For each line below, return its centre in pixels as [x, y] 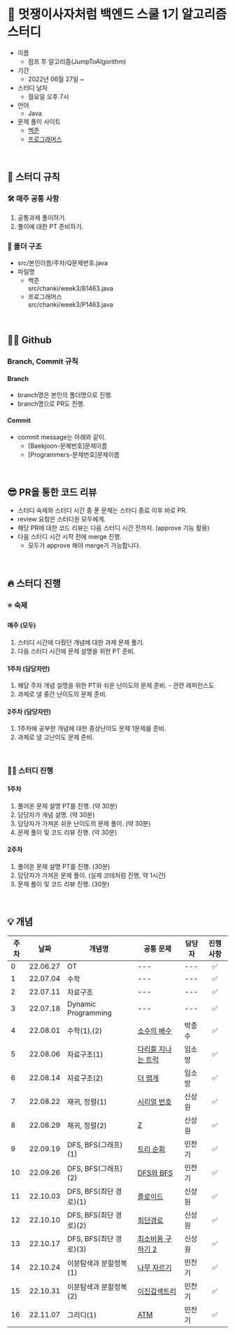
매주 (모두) [22, 625]
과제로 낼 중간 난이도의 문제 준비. [62, 694]
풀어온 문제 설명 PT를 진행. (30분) [64, 866]
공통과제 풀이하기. [42, 218]
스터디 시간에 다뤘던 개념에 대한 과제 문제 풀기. [81, 642]
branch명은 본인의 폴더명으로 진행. [65, 395]
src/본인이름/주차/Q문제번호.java [63, 263]
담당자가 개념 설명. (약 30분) [56, 814]
